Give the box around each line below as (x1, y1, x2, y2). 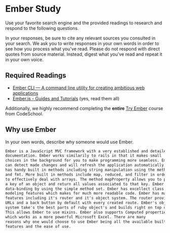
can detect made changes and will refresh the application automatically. (5, 163, 166, 168)
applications (12, 90, 38, 96)
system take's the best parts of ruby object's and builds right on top (5, 205, 162, 210)
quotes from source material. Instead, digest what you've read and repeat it (5, 51, 163, 57)
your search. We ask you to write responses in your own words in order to (5, 40, 159, 46)
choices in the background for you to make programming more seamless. (5, 158, 159, 163)
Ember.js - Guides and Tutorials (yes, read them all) (12, 95, 120, 101)
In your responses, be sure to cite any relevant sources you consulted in (5, 35, 156, 41)
